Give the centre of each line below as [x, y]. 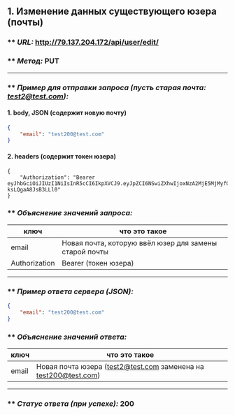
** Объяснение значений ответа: [67, 337]
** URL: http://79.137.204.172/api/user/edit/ [83, 43]
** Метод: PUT [33, 61]
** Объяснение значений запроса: [70, 213]
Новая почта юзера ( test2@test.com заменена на [120, 367]
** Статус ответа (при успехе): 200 [71, 403]
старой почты [85, 252]
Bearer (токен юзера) [98, 263]
